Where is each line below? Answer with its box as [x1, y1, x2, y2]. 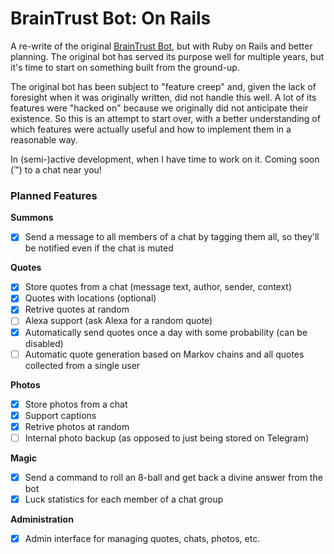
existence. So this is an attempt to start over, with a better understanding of [10, 112, 321, 124]
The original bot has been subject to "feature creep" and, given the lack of [10, 80, 317, 92]
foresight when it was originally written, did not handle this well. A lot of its [10, 91, 317, 103]
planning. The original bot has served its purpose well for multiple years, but [10, 50, 325, 62]
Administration [10, 513, 74, 526]
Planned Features [10, 188, 98, 202]
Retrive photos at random [24, 420, 130, 432]
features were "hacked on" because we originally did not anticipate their [10, 102, 309, 114]
